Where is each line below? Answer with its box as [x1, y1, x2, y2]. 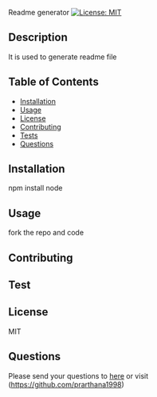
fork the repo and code [8, 228, 84, 238]
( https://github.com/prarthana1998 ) [8, 379, 125, 389]
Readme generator [8, 8, 70, 17]
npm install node [8, 183, 63, 193]
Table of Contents [8, 75, 100, 89]
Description [8, 30, 68, 44]
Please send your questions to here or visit [8, 371, 149, 380]
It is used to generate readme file [8, 52, 117, 62]
